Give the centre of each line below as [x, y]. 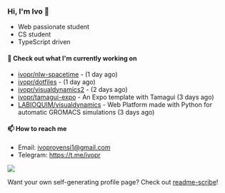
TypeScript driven [44, 42]
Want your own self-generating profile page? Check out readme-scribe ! [113, 182]
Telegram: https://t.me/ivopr [59, 155]
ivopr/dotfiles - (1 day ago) [57, 82]
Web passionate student [54, 27]
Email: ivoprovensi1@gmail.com [64, 147]
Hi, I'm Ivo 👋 [29, 11]
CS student [34, 34]
